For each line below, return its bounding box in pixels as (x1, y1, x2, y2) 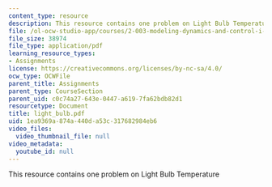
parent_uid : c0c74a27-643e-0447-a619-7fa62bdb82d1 (8, 95, 183, 103)
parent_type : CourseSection (8, 87, 104, 96)
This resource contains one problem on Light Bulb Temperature (8, 169, 220, 179)
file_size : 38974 (8, 34, 67, 43)
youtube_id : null (15, 147, 74, 155)
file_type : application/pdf (8, 42, 104, 50)
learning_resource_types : (8, 49, 96, 57)
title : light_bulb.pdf (8, 110, 85, 118)
